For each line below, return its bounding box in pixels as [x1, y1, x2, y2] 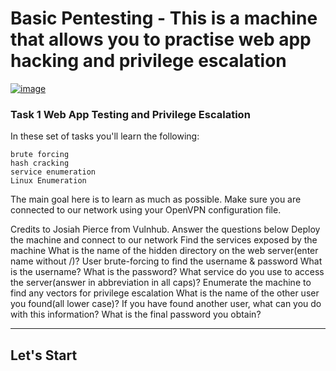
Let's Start [10, 347, 78, 364]
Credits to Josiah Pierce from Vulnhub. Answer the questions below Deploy [10, 223, 321, 236]
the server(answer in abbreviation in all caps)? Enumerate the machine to [10, 277, 312, 289]
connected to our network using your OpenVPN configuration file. [10, 204, 282, 216]
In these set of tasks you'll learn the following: [10, 130, 200, 142]
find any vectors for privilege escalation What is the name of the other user [10, 287, 320, 299]
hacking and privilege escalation [10, 50, 287, 72]
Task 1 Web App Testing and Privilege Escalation [10, 107, 251, 121]
